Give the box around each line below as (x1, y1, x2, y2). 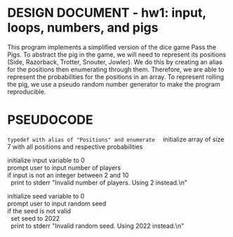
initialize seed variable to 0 (7, 192, 85, 200)
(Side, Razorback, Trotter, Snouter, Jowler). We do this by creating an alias (7, 57, 222, 66)
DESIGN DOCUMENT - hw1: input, (7, 5, 207, 21)
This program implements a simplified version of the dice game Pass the (7, 43, 216, 51)
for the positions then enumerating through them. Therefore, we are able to (7, 65, 225, 73)
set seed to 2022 (10, 214, 60, 222)
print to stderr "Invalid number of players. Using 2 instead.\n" (10, 178, 188, 187)
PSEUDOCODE (7, 112, 93, 128)
